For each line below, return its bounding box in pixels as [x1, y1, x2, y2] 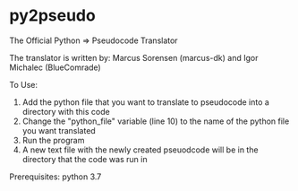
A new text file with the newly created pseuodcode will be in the [21, 144, 259, 155]
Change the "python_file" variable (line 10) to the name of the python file [21, 116, 290, 126]
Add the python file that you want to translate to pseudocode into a [21, 96, 270, 108]
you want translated [21, 125, 96, 135]
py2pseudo [9, 5, 96, 26]
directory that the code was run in [21, 153, 148, 164]
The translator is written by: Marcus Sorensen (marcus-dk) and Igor [9, 52, 259, 63]
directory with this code [21, 106, 110, 117]
